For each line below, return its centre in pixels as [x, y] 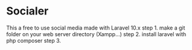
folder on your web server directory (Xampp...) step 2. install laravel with [96, 34]
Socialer [27, 11]
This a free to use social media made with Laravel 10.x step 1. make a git [96, 28]
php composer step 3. [34, 40]
